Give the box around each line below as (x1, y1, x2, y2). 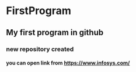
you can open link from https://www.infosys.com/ (6, 60, 130, 67)
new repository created (6, 45, 74, 53)
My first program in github (6, 28, 104, 37)
